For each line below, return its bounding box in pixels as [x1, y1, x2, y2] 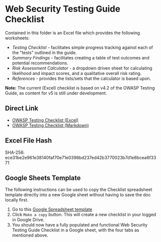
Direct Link [5, 104, 39, 112]
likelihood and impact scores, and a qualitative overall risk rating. [12, 70, 142, 76]
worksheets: [5, 35, 30, 41]
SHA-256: [5, 149, 25, 155]
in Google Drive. [12, 217, 45, 223]
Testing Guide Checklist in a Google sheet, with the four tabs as [12, 227, 140, 233]
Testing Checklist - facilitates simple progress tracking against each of [12, 44, 153, 50]
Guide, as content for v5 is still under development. [5, 90, 107, 96]
